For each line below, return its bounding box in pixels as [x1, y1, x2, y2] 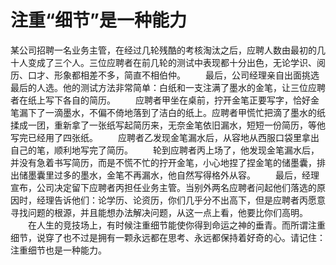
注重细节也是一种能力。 [10, 244, 107, 256]
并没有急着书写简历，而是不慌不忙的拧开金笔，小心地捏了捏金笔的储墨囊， [10, 156, 317, 168]
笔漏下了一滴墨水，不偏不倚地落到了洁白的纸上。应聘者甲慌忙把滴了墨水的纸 [10, 106, 326, 118]
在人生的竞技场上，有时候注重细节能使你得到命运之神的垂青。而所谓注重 [27, 219, 326, 231]
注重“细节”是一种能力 [10, 9, 188, 32]
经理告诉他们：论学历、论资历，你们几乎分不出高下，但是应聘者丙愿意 [36, 194, 326, 206]
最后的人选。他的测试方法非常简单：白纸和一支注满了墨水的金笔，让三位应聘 [10, 81, 326, 93]
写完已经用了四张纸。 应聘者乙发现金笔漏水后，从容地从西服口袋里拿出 [10, 131, 320, 143]
